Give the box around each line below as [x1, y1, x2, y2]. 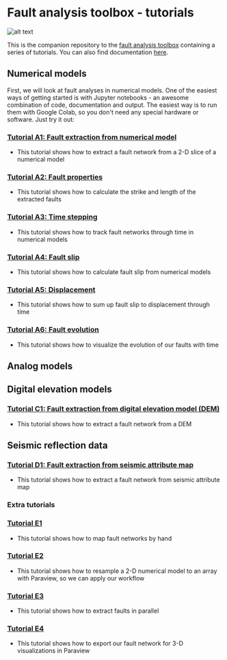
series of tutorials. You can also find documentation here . [7, 48, 169, 56]
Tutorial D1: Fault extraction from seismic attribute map [7, 460, 193, 469]
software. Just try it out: [7, 115, 75, 123]
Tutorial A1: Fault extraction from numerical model [7, 132, 177, 142]
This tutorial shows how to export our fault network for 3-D [16, 639, 183, 648]
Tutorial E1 [7, 519, 42, 528]
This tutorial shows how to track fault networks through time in [16, 228, 193, 236]
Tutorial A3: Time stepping [7, 212, 98, 222]
